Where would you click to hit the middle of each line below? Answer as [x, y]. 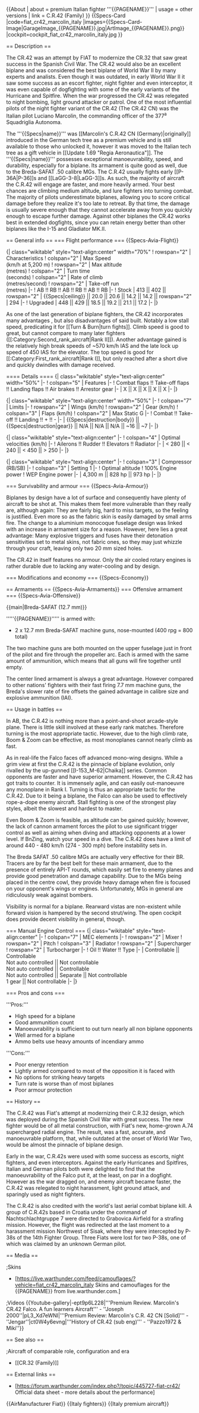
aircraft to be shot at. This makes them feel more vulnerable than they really [99, 503]
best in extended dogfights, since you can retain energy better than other [96, 222]
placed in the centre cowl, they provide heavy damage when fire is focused [98, 882]
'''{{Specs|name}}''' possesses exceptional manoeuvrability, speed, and [94, 159]
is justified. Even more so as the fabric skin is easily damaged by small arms [99, 517]
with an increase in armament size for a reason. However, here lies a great [97, 529]
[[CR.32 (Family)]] [37, 1362]
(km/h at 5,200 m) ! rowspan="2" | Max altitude [64, 264]
